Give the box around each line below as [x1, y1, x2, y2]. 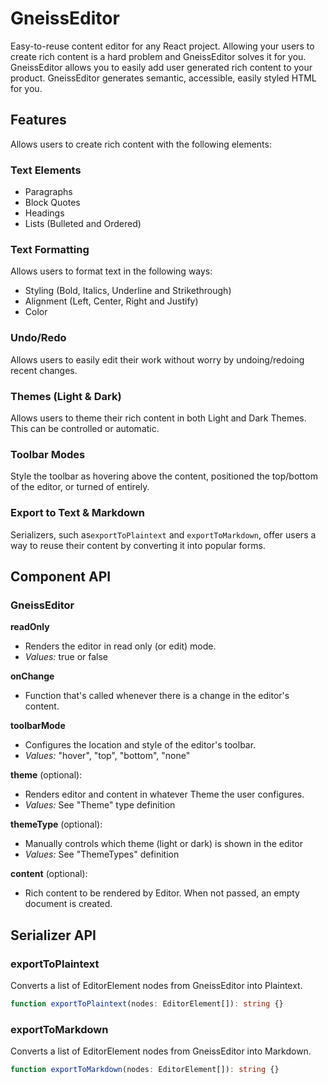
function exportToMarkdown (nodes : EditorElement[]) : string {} [10, 1065, 280, 1075]
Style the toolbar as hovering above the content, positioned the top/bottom [10, 470, 318, 482]
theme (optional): [10, 769, 83, 781]
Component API [10, 568, 112, 585]
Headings [24, 207, 65, 219]
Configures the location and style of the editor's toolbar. [24, 739, 257, 751]
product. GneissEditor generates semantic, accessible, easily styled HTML [10, 72, 317, 84]
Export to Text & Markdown [10, 506, 145, 520]
